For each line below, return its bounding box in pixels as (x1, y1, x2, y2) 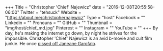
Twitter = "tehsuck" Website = (20, 9, 81, 15)
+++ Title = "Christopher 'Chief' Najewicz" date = (5, 4, 106, 10)
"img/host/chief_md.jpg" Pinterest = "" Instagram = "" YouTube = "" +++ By (5, 25, 158, 31)
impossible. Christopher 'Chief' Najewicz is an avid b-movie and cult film (5, 35, 152, 41)
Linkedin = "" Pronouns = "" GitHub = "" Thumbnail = (5, 20, 112, 25)
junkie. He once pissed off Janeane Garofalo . (5, 41, 97, 46)
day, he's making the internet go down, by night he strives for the (5, 30, 137, 36)
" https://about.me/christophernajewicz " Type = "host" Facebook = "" (5, 15, 146, 20)
